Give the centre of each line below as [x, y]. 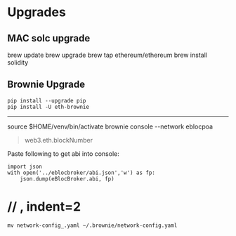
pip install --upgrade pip [47, 100]
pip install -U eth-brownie [48, 107]
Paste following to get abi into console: [63, 153]
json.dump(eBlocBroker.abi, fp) [67, 179]
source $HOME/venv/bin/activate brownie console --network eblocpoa [110, 126]
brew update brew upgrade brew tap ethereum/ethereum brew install [107, 55]
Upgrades [37, 12]
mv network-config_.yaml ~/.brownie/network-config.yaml [92, 225]
